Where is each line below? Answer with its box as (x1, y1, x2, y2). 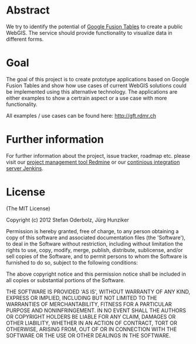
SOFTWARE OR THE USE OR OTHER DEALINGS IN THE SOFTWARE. (6, 332, 171, 339)
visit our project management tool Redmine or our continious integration (6, 158, 180, 166)
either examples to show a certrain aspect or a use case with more (6, 94, 167, 101)
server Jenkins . (6, 164, 44, 171)
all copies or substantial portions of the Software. (6, 276, 125, 283)
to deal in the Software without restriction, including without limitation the (6, 240, 183, 247)
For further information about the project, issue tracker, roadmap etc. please (6, 152, 191, 159)
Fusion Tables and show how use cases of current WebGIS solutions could (6, 82, 187, 89)
